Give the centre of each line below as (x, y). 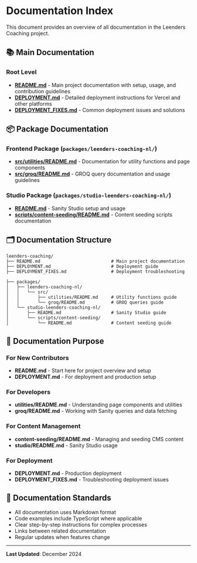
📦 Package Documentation (57, 129)
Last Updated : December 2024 (44, 554)
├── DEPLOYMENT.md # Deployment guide (82, 267)
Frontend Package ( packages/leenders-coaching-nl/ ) (81, 149)
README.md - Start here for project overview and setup (83, 370)
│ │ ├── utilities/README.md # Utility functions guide (91, 298)
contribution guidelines (42, 91)
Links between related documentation (60, 531)
